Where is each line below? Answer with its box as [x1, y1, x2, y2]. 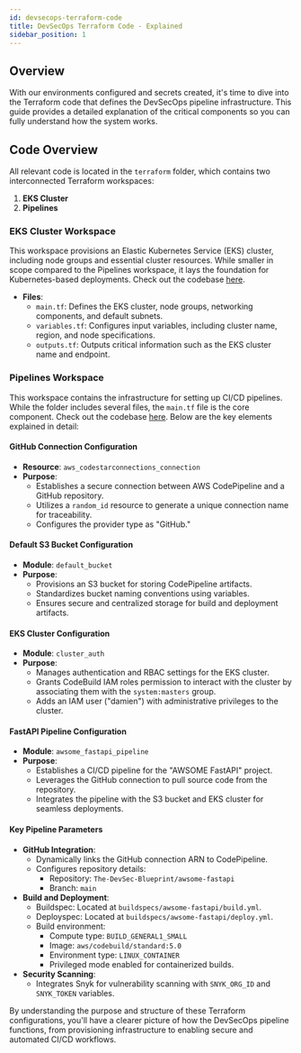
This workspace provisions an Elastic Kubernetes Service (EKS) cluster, [9, 245, 274, 257]
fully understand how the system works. [9, 116, 158, 127]
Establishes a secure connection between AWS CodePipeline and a [35, 480, 285, 491]
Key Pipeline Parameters [9, 824, 103, 834]
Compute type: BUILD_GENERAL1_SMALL [49, 930, 188, 941]
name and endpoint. [35, 349, 111, 360]
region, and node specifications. [35, 330, 155, 340]
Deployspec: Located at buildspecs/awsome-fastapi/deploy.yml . [35, 911, 274, 921]
